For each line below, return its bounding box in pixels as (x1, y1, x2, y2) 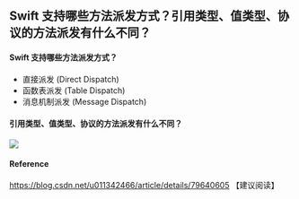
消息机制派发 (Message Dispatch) (22, 96, 147, 107)
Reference (9, 159, 49, 169)
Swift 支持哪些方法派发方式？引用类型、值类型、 (9, 8, 278, 24)
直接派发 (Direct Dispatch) (22, 74, 119, 84)
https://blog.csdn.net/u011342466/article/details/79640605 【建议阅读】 (9, 180, 279, 190)
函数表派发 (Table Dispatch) (22, 84, 126, 96)
